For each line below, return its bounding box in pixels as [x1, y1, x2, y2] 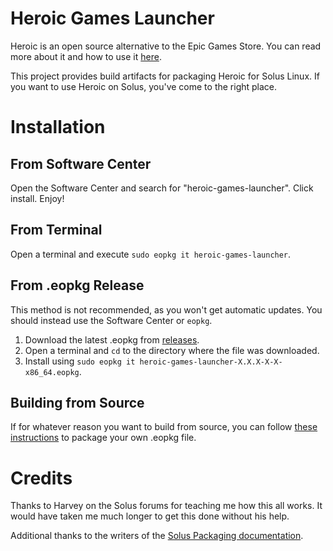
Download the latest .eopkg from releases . [24, 333, 200, 346]
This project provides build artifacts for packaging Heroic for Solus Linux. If [10, 70, 320, 82]
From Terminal [10, 222, 103, 239]
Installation [10, 116, 106, 139]
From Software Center [10, 155, 152, 172]
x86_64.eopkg [24, 367, 80, 377]
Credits [10, 467, 73, 489]
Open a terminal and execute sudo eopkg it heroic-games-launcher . [10, 248, 292, 260]
